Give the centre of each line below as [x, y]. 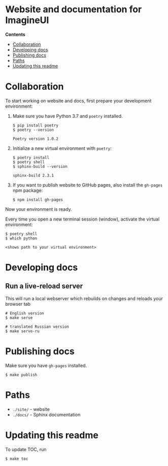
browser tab [18, 304]
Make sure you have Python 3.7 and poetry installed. [68, 116]
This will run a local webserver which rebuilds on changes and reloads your [84, 298]
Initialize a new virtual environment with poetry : [62, 148]
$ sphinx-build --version [40, 166]
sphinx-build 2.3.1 [33, 175]
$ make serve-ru [22, 331]
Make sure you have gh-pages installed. [46, 365]
